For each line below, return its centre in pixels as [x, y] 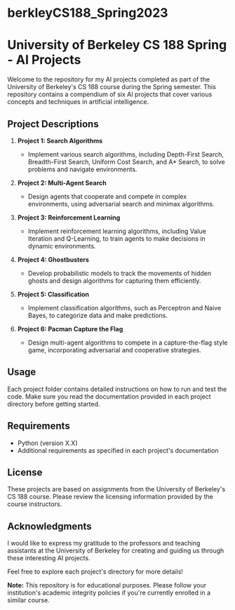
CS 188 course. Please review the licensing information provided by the [110, 497]
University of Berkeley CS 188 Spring [117, 45]
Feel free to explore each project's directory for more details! [95, 572]
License [25, 472]
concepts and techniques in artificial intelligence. [78, 102]
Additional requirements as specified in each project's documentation [118, 450]
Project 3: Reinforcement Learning [69, 217]
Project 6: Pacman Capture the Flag [70, 329]
